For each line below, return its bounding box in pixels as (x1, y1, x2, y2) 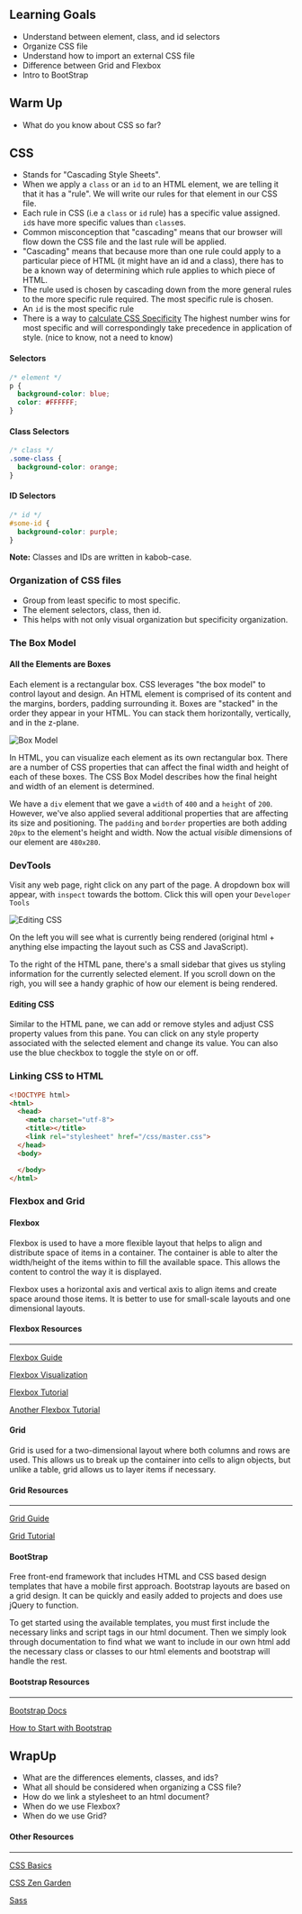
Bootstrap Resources (9, 1676, 90, 1687)
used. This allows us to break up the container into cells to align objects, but (9, 1454, 291, 1465)
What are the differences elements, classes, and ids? (22, 1773, 218, 1783)
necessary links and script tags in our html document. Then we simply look (9, 1627, 288, 1638)
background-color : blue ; (17, 389, 111, 399)
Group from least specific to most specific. (22, 595, 182, 606)
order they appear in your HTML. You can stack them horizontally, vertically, (9, 707, 291, 718)
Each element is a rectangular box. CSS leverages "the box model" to (9, 679, 266, 689)
